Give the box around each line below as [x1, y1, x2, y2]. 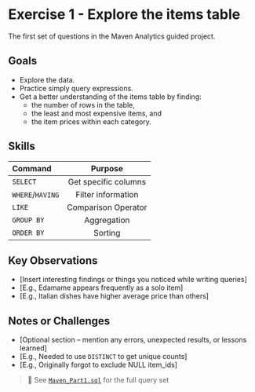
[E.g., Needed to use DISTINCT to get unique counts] [19, 352, 188, 361]
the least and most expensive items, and [31, 108, 162, 118]
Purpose [90, 163, 124, 174]
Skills [8, 140, 35, 153]
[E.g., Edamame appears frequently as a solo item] [19, 283, 184, 292]
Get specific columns [67, 176, 147, 187]
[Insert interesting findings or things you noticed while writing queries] [19, 275, 247, 284]
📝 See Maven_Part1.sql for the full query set [27, 376, 169, 385]
